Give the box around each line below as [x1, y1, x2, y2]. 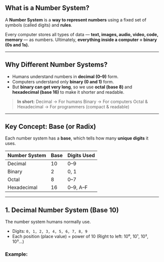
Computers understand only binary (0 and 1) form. [12, 79, 114, 84]
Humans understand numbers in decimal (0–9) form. [12, 73, 119, 80]
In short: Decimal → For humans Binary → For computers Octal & [17, 99, 148, 104]
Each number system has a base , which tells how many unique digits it [5, 135, 149, 141]
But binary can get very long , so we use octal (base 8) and [12, 84, 133, 90]
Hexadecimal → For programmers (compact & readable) [17, 103, 130, 109]
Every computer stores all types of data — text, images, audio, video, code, [5, 31, 159, 37]
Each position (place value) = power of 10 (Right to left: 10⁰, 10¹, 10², [12, 234, 149, 240]
